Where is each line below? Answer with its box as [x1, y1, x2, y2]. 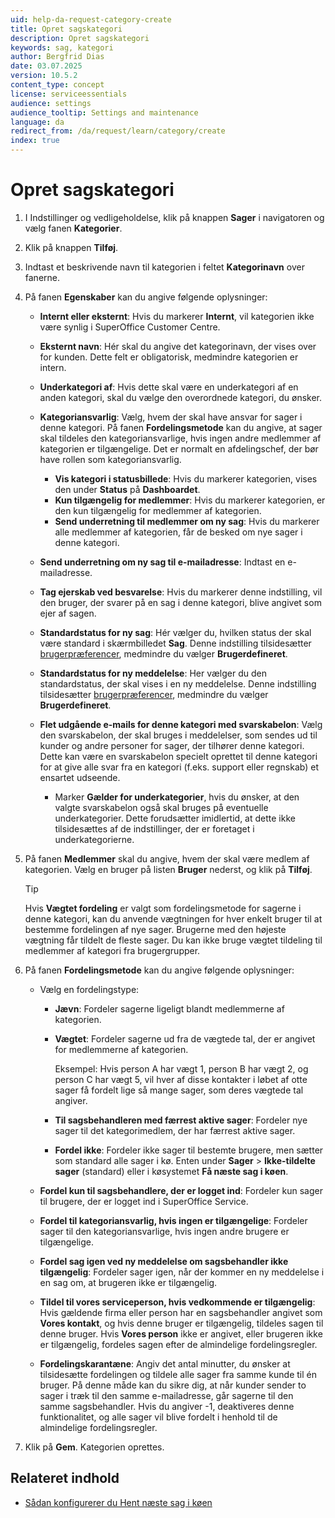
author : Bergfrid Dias [10, 52, 105, 62]
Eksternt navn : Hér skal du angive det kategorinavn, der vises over [39, 340, 317, 352]
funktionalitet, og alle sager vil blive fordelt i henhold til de [39, 1411, 278, 1423]
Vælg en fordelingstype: [39, 983, 140, 995]
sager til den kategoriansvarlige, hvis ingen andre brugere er [39, 1225, 290, 1237]
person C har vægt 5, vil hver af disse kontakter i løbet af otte [54, 1073, 308, 1085]
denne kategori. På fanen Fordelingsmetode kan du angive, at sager [39, 421, 323, 433]
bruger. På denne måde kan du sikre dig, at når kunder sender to [39, 1379, 307, 1391]
